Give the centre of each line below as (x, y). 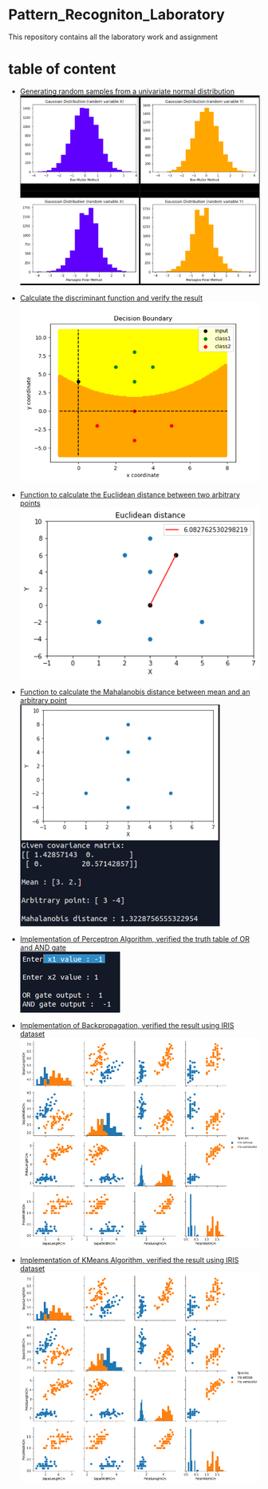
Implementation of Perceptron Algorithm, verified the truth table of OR (134, 939)
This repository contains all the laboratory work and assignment (113, 37)
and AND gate (43, 947)
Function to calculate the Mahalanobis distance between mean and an (135, 692)
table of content (62, 69)
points (30, 503)
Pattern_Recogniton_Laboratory (116, 15)
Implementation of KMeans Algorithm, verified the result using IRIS (129, 1261)
